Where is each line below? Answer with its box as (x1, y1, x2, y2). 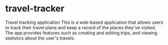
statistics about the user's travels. (5, 35, 75, 41)
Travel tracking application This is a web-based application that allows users (5, 19, 163, 25)
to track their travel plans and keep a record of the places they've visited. (5, 24, 156, 30)
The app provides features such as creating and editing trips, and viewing (5, 30, 158, 36)
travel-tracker (5, 3, 65, 14)
